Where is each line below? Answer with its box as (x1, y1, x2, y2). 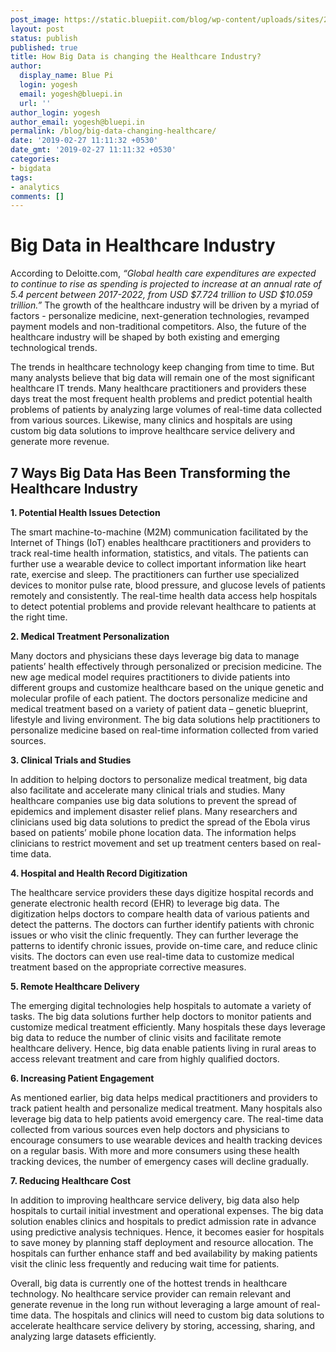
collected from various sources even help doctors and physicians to (10, 1124, 290, 1135)
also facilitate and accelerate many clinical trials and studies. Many (10, 784, 286, 796)
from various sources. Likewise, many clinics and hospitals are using (10, 414, 293, 426)
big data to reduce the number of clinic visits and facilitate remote (10, 1032, 282, 1043)
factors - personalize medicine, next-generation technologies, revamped (10, 310, 310, 322)
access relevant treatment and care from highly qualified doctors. (10, 1053, 280, 1065)
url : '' (19, 98, 52, 108)
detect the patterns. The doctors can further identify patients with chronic (10, 919, 315, 930)
